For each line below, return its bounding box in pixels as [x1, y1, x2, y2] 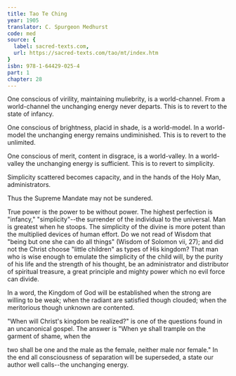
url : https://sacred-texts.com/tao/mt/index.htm [13, 50, 159, 57]
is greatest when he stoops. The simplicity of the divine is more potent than [7, 223, 225, 231]
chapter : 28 [7, 75, 42, 83]
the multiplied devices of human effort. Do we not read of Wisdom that [7, 230, 211, 239]
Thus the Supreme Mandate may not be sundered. [7, 194, 153, 202]
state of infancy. [7, 110, 54, 118]
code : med [7, 30, 37, 37]
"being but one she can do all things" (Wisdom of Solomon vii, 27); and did [7, 238, 223, 246]
